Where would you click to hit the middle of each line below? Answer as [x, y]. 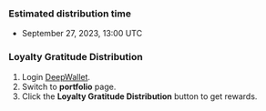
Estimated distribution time [70, 14]
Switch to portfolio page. [69, 86]
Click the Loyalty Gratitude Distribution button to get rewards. [139, 96]
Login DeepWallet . [56, 76]
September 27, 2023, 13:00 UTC [82, 34]
